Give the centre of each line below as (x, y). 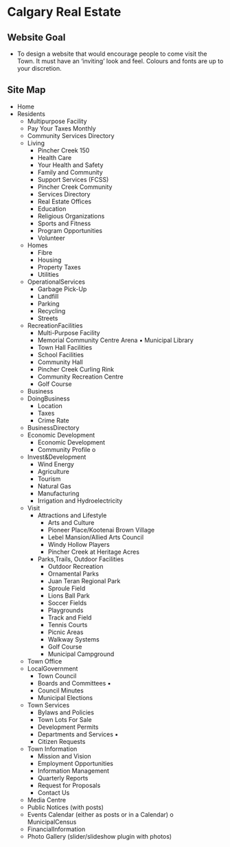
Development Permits (68, 727)
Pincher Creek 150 (64, 150)
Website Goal (36, 37)
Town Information (52, 749)
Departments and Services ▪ (78, 734)
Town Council (57, 676)
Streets (48, 318)
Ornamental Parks (73, 574)
